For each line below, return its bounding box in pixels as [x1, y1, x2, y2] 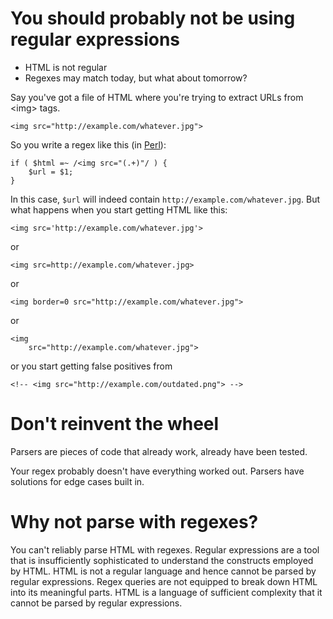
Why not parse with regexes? [10, 511, 259, 534]
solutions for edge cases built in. [10, 475, 145, 487]
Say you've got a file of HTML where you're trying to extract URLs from [10, 91, 304, 103]
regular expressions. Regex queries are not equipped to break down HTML [10, 575, 318, 587]
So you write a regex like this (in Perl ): [10, 138, 167, 151]
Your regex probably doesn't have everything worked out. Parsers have [10, 465, 305, 477]
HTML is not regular [24, 61, 108, 73]
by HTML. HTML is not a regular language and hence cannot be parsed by [10, 565, 317, 577]
